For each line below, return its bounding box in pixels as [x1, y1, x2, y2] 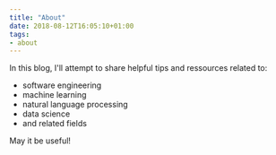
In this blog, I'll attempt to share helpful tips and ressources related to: [9, 63, 268, 73]
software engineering [22, 80, 102, 90]
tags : [9, 30, 30, 39]
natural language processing [22, 99, 128, 110]
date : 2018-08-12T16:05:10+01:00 [9, 22, 134, 30]
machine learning [22, 90, 87, 100]
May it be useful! [9, 135, 72, 146]
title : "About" [9, 13, 66, 22]
